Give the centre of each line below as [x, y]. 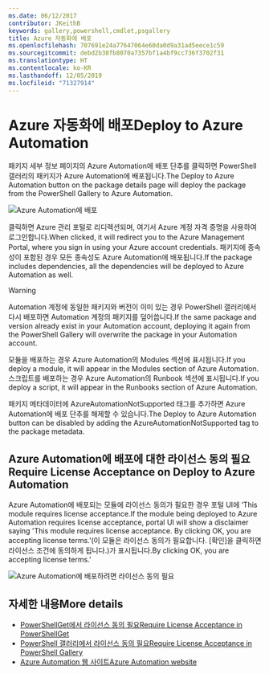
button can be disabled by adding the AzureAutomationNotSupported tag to [134, 423]
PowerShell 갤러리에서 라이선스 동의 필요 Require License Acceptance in [136, 643]
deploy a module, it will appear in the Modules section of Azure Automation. [134, 369]
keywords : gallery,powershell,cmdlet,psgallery [90, 31]
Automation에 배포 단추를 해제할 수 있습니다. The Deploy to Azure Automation [132, 414]
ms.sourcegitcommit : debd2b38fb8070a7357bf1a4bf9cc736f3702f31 [116, 53]
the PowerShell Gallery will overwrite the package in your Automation [123, 335]
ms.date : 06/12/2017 [43, 16]
